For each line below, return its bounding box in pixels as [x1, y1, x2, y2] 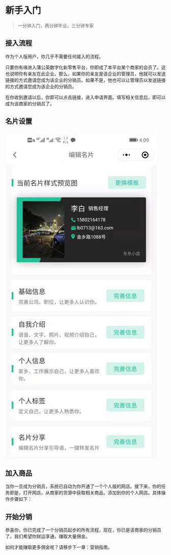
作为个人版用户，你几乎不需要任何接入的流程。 [5, 53, 103, 59]
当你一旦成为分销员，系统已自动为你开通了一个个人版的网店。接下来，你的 [5, 483, 161, 490]
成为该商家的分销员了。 [5, 100, 54, 107]
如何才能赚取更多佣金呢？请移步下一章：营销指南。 [5, 544, 112, 550]
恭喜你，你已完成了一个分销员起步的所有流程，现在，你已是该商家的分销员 [5, 527, 161, 533]
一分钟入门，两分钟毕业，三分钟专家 [17, 22, 94, 29]
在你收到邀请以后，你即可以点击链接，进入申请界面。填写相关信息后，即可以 [5, 94, 166, 100]
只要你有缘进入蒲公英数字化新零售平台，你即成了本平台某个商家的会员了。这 [5, 64, 166, 70]
